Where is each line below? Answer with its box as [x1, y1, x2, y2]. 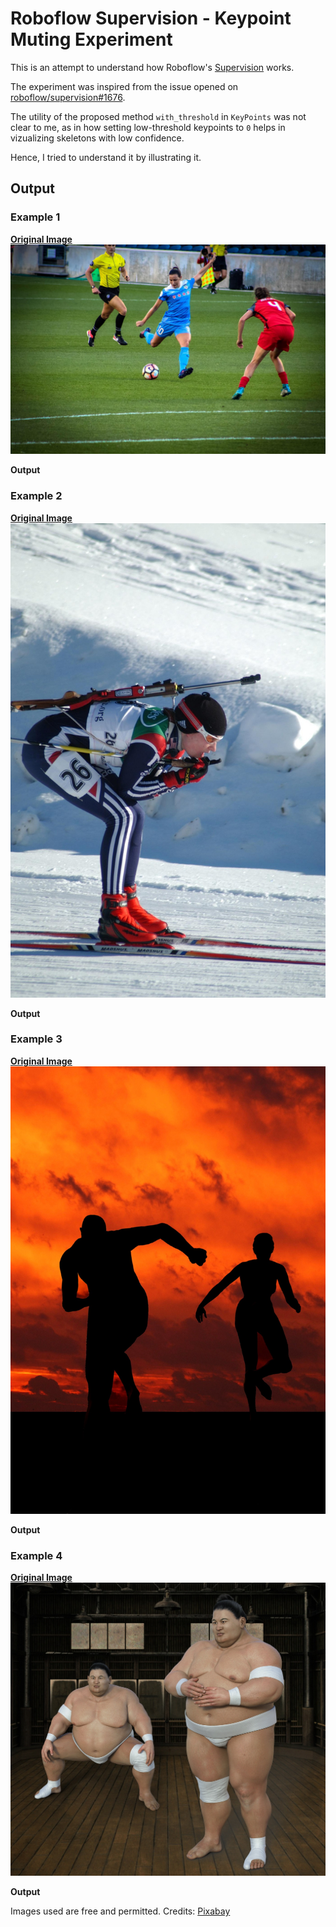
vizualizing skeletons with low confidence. [10, 132, 185, 144]
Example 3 [10, 1032, 63, 1046]
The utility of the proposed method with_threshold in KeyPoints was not [10, 110, 307, 122]
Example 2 [10, 489, 63, 503]
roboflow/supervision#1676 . [10, 91, 126, 103]
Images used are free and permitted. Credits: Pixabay [10, 1905, 231, 1917]
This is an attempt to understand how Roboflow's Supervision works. [10, 61, 295, 73]
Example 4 [10, 1548, 63, 1562]
